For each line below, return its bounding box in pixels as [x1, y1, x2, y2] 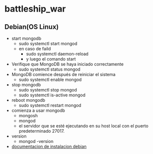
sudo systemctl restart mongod [18, 103, 82, 108]
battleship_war [4, 3, 66, 15]
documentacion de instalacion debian [11, 144, 87, 149]
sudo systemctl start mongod [18, 41, 77, 46]
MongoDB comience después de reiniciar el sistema [11, 72, 116, 77]
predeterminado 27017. [18, 128, 65, 134]
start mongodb [11, 35, 42, 41]
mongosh [18, 113, 38, 118]
